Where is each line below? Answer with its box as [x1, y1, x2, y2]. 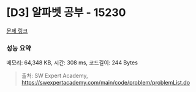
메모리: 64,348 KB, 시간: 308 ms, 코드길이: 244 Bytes [6, 59, 138, 66]
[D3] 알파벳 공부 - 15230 [6, 6, 126, 20]
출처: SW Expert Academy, [21, 72, 88, 80]
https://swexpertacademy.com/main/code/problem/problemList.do [21, 79, 190, 86]
